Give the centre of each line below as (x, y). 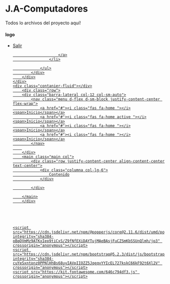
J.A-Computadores (47, 9)
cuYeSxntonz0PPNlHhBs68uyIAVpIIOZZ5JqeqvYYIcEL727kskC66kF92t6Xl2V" (86, 263)
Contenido (59, 175)
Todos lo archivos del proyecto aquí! (43, 23)
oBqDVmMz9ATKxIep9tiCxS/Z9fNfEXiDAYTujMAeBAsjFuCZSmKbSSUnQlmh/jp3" (86, 241)
